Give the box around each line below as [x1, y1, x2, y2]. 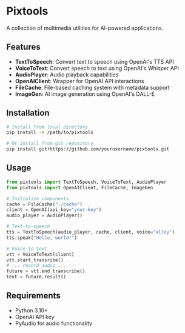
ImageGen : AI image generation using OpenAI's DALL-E [15, 90, 155, 98]
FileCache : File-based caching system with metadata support [15, 84, 170, 91]
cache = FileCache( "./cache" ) [6, 201, 83, 207]
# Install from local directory [6, 124, 88, 130]
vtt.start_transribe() [6, 257, 64, 263]
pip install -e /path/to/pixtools [6, 129, 94, 136]
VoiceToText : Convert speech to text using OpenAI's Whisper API [15, 64, 179, 72]
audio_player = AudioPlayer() [6, 212, 83, 219]
